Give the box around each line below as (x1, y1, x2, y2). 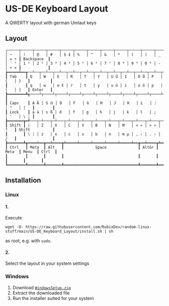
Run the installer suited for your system (12, 295, 94, 301)
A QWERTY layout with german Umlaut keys (5, 20, 97, 26)
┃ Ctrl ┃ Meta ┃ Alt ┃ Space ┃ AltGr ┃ (5, 144, 158, 150)
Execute (5, 215, 22, 221)
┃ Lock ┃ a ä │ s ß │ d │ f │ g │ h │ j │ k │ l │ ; (5, 109, 156, 115)
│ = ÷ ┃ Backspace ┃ (5, 56, 51, 61)
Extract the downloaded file (12, 290, 70, 296)
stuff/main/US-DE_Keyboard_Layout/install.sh (5, 229, 102, 234)
